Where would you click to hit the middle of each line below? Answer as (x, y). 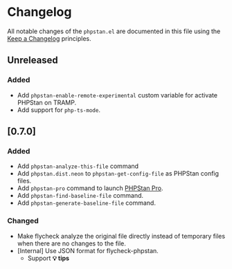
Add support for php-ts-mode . (59, 110)
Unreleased (33, 61)
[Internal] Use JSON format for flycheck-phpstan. (88, 250)
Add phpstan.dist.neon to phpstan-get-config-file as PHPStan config (118, 174)
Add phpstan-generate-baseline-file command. (86, 203)
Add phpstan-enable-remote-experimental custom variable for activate (117, 95)
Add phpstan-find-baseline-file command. (80, 196)
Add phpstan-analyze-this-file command (78, 166)
